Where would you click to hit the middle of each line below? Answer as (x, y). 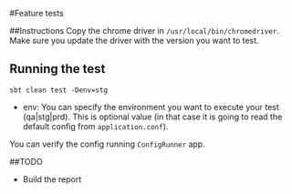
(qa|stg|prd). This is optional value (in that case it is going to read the (152, 117)
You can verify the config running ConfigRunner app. (107, 144)
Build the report (52, 179)
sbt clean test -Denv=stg (58, 90)
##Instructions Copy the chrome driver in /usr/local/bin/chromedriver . (145, 31)
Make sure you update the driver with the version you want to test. (134, 41)
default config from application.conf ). (95, 126)
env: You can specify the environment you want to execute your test (151, 107)
